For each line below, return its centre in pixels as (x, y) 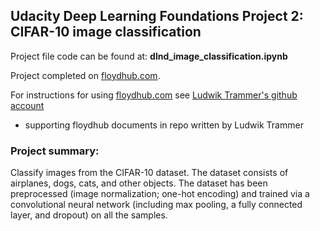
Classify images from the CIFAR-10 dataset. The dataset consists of (149, 173)
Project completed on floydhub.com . (85, 75)
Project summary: (55, 151)
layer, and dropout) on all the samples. (89, 215)
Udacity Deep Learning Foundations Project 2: (157, 16)
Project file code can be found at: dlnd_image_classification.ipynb (149, 56)
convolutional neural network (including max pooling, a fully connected (156, 205)
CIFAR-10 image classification (106, 32)
